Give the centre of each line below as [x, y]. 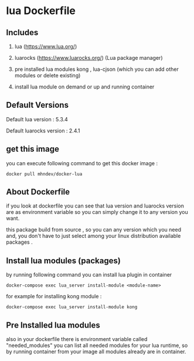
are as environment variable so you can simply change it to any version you [97, 212]
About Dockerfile [38, 192]
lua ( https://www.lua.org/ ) [46, 46]
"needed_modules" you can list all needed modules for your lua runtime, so [97, 345]
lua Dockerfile [41, 11]
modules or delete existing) [47, 75]
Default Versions [38, 105]
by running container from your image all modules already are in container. [96, 352]
